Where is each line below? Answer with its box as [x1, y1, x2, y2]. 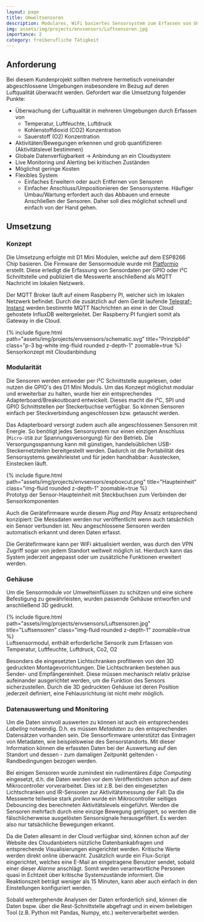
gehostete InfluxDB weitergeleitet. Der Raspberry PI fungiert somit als [6, 311, 180, 318]
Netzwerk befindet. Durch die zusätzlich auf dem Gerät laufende [6, 297, 168, 304]
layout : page [6, 9, 39, 15]
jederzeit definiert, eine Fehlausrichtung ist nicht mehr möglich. [6, 690, 165, 697]
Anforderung [6, 60, 56, 70]
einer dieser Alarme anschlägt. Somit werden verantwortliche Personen [6, 865, 185, 872]
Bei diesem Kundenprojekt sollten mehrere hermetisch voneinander [6, 75, 175, 83]
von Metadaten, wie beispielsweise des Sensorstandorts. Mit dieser [6, 738, 175, 745]
